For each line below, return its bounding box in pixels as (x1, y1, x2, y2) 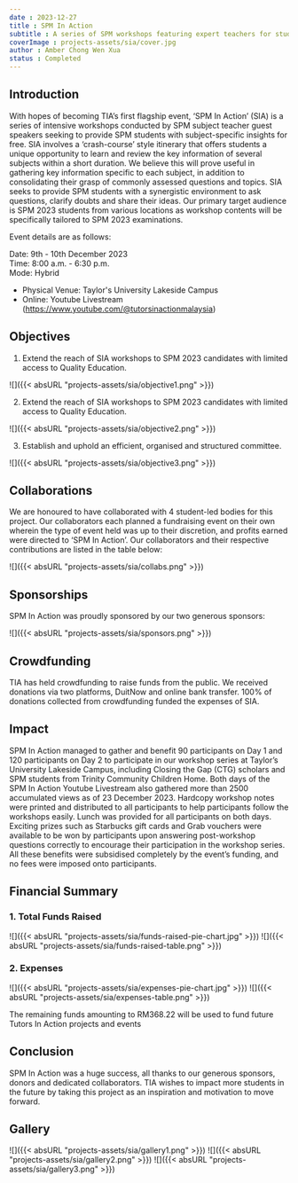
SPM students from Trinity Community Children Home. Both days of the (9, 773, 271, 784)
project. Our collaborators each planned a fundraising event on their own (9, 516, 276, 527)
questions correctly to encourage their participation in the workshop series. (9, 839, 286, 850)
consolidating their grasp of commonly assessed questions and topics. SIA (9, 176, 282, 187)
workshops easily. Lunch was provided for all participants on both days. (9, 811, 272, 821)
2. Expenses (9, 962, 64, 975)
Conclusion (9, 1044, 74, 1060)
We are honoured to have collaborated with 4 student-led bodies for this (9, 506, 273, 517)
